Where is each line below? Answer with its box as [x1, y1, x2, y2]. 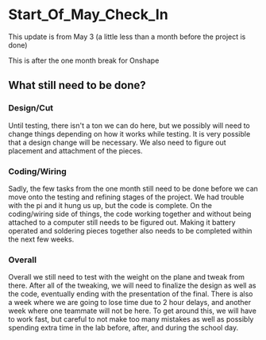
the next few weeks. [8, 234, 75, 244]
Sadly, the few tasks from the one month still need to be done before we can [8, 184, 258, 193]
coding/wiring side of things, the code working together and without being [8, 209, 252, 218]
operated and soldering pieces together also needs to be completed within [8, 226, 253, 235]
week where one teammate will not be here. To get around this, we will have [8, 306, 256, 315]
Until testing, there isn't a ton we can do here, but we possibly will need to [8, 121, 250, 130]
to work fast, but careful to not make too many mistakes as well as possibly [8, 315, 254, 324]
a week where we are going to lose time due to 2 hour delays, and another [8, 298, 252, 307]
